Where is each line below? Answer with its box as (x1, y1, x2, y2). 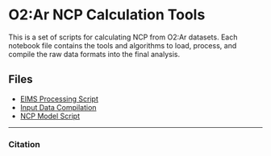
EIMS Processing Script (19, 94, 98, 104)
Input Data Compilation (19, 102, 97, 112)
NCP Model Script (19, 111, 81, 121)
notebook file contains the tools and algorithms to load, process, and (8, 40, 237, 50)
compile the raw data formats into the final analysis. (8, 49, 180, 59)
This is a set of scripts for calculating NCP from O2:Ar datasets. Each (8, 32, 238, 42)
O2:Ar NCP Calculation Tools (8, 6, 206, 24)
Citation (8, 138, 40, 150)
